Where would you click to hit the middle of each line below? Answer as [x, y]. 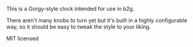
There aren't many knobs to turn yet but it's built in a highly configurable [97, 20]
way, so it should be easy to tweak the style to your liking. [79, 27]
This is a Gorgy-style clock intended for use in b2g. [70, 9]
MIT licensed [22, 38]
